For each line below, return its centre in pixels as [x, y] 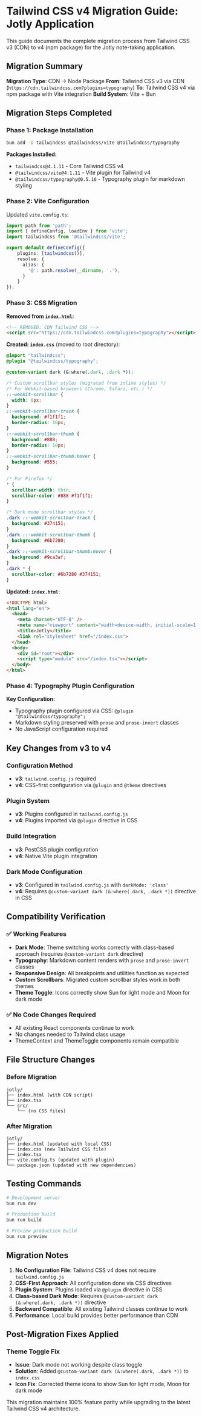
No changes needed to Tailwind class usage [70, 1034]
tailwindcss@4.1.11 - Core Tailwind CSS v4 [69, 166]
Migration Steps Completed [59, 113]
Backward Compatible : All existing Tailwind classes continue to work [101, 1308]
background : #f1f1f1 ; [39, 417]
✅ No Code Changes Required [51, 1015]
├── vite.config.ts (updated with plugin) [60, 1160]
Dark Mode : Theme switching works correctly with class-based [94, 947]
